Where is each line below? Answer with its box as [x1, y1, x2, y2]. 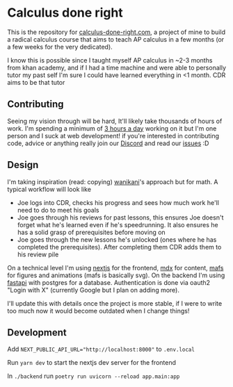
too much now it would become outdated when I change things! [7, 306, 190, 315]
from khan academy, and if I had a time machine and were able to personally [7, 63, 227, 72]
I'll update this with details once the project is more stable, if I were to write [7, 299, 223, 307]
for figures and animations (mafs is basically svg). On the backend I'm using [7, 271, 225, 279]
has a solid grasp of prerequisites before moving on [17, 228, 166, 236]
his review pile [17, 250, 59, 258]
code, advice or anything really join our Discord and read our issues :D [7, 139, 209, 147]
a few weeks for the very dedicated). [7, 42, 113, 51]
